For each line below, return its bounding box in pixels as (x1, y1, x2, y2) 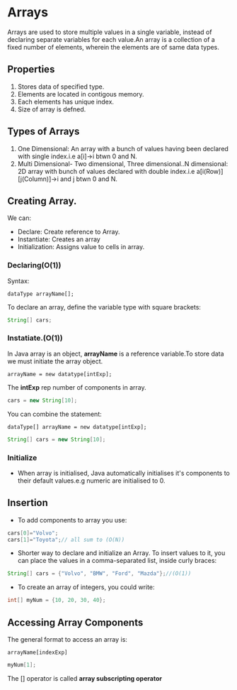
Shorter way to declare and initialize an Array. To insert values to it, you (17, 549, 226, 557)
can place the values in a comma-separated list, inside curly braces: (17, 557, 217, 565)
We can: (7, 214, 32, 222)
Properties (7, 63, 55, 75)
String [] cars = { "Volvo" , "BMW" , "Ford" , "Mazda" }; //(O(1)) (7, 570, 192, 577)
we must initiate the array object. (7, 356, 103, 366)
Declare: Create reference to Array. (17, 228, 120, 236)
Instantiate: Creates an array (17, 235, 100, 243)
